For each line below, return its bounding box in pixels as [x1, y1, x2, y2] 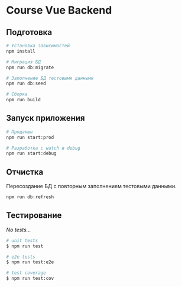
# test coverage [6, 270, 46, 276]
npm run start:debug [6, 150, 57, 157]
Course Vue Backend [6, 4, 112, 17]
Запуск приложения [6, 113, 85, 123]
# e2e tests [6, 254, 35, 260]
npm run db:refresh [6, 194, 54, 200]
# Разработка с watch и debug [6, 145, 81, 151]
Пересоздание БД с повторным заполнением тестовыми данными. [6, 183, 177, 190]
